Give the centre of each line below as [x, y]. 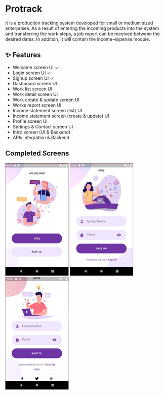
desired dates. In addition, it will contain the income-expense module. [78, 39]
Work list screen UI [32, 89]
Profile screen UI [30, 121]
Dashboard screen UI [35, 83]
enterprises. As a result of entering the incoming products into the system [82, 28]
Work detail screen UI [35, 94]
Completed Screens [37, 154]
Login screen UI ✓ [32, 73]
